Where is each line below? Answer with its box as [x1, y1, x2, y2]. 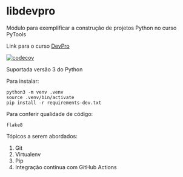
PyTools [6, 30, 26, 37]
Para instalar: [6, 77, 39, 85]
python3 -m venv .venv [6, 89, 64, 95]
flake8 [6, 122, 23, 128]
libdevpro [6, 4, 56, 18]
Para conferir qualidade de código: [6, 110, 93, 117]
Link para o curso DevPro [6, 42, 70, 50]
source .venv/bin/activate [6, 94, 75, 100]
